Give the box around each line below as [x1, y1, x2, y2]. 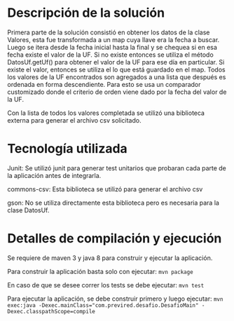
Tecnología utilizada [7, 141, 128, 157]
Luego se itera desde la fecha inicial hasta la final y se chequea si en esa [7, 43, 217, 51]
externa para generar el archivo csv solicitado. [7, 116, 142, 124]
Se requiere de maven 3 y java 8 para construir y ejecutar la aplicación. [7, 254, 213, 262]
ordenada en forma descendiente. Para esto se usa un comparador [7, 80, 201, 88]
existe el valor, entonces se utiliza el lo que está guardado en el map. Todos [7, 65, 226, 74]
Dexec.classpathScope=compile [7, 308, 96, 315]
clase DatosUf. [7, 205, 50, 214]
